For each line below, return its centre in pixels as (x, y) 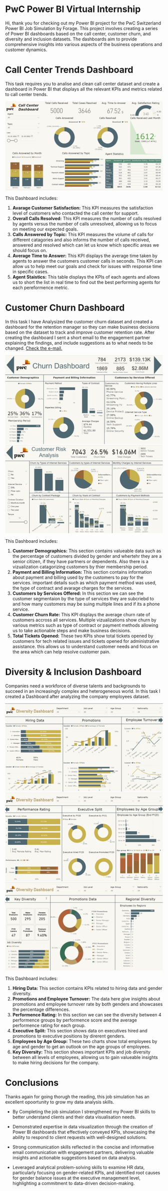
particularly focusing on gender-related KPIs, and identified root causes (86, 1172)
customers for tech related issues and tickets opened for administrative (86, 641)
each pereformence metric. (40, 287)
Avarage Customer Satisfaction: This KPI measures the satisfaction (83, 208)
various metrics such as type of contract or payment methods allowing (85, 625)
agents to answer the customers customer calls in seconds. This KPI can (87, 261)
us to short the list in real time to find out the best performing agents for (86, 282)
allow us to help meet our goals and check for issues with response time (87, 266)
